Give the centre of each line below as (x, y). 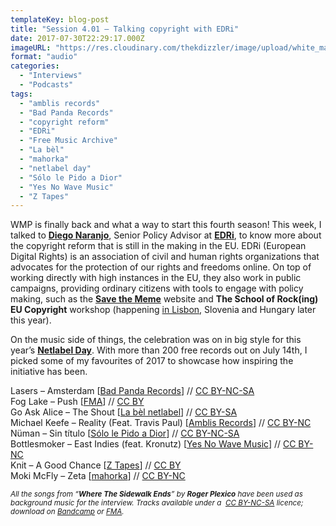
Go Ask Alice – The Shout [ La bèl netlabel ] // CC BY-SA (124, 412)
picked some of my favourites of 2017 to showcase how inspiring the (152, 361)
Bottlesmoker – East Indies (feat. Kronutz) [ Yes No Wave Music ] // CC (153, 444)
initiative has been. (49, 372)
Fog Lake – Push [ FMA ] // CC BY (77, 402)
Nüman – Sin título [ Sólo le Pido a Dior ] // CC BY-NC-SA (125, 433)
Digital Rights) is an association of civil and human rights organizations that (165, 257)
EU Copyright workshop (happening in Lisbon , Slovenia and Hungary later (163, 310)
